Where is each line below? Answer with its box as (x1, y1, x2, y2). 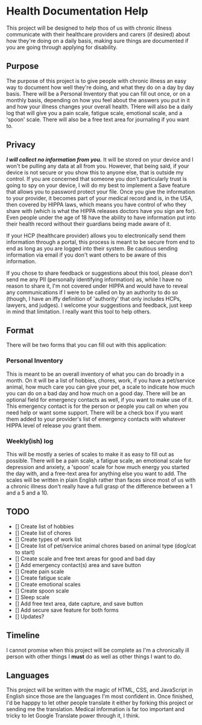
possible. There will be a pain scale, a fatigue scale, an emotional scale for (6, 457, 191, 464)
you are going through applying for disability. (6, 44, 118, 51)
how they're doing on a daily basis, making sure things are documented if (6, 37, 189, 44)
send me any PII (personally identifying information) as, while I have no (6, 275, 183, 283)
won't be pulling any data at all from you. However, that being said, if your (6, 162, 189, 169)
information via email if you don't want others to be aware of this (6, 251, 167, 258)
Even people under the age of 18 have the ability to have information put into (6, 214, 196, 221)
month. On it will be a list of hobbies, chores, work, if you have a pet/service (6, 376, 195, 384)
